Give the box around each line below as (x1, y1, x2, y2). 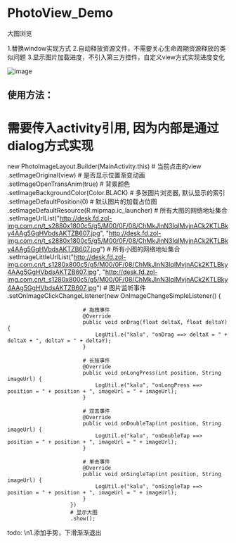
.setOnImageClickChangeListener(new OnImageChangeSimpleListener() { (7, 292, 221, 300)
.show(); (70, 516, 96, 523)
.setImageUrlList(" (7, 214, 60, 223)
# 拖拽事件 (82, 306, 110, 314)
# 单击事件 (82, 458, 110, 466)
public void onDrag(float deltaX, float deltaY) (82, 319, 228, 326)
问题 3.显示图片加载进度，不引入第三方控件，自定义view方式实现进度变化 (13, 53, 225, 61)
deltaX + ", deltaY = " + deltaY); (7, 337, 112, 344)
